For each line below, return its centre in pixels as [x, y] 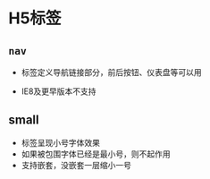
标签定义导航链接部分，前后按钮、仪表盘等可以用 [111, 72]
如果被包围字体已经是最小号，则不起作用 [96, 154]
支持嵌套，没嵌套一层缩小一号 [76, 165]
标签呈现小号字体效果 [60, 142]
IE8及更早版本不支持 [59, 91]
